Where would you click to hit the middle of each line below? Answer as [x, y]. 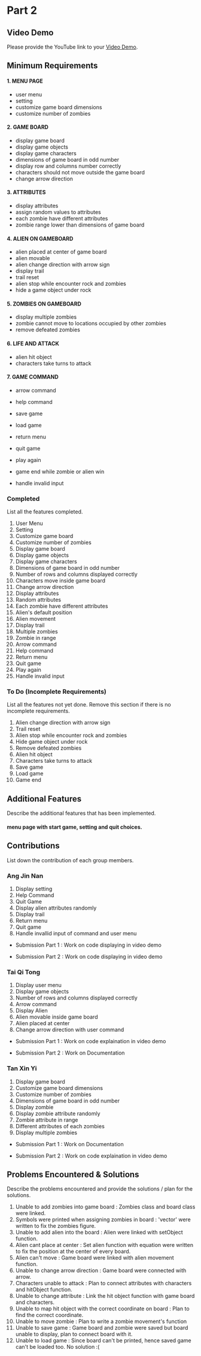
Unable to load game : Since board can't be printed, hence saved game [103, 1340]
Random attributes [38, 600]
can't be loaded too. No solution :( [57, 1347]
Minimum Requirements [52, 66]
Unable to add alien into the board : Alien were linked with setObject [99, 1233]
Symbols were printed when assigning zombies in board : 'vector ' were [103, 1219]
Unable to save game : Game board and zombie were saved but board [102, 1328]
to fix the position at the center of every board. [73, 1251]
